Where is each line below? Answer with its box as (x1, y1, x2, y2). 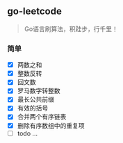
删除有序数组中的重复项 (17, 121, 85, 130)
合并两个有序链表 (17, 113, 67, 121)
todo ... (17, 129, 38, 137)
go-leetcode (7, 6, 63, 17)
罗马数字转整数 (17, 86, 60, 95)
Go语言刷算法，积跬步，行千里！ (24, 24, 118, 33)
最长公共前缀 (17, 95, 54, 104)
